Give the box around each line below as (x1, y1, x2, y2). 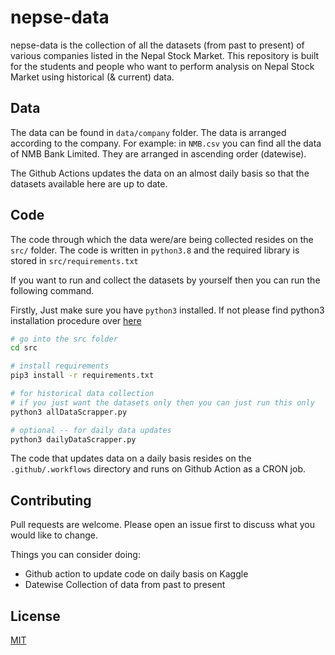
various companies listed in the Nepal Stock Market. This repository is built (10, 49, 320, 61)
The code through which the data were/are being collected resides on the (10, 233, 314, 245)
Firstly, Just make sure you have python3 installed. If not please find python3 (10, 304, 325, 316)
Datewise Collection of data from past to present (24, 579, 226, 591)
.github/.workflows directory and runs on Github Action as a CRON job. (10, 463, 307, 475)
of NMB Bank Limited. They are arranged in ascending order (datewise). (10, 147, 307, 160)
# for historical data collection (10, 389, 155, 399)
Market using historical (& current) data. (10, 71, 175, 83)
